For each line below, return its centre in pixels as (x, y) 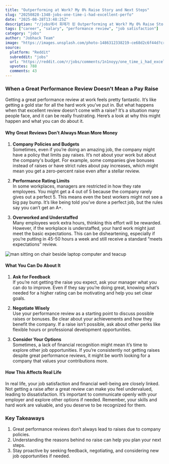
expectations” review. (35, 244)
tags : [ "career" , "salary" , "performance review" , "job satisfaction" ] (82, 29)
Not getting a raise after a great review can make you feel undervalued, (79, 389)
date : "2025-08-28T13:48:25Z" (37, 19)
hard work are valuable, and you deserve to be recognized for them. (76, 405)
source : (13, 48)
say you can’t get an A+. (38, 207)
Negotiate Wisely (31, 308)
